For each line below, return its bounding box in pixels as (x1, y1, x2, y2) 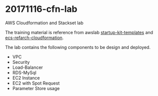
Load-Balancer (12, 64, 43, 70)
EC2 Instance (12, 75, 40, 81)
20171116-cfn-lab (5, 3, 78, 15)
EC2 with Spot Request (12, 80, 60, 86)
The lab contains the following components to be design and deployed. (5, 44, 151, 50)
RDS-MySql (12, 69, 36, 75)
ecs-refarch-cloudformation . (5, 35, 64, 41)
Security (12, 59, 30, 65)
